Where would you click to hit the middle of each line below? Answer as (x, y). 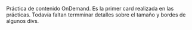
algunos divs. (23, 21)
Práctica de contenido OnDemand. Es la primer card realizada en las (90, 9)
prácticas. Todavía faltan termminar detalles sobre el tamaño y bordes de (96, 15)
